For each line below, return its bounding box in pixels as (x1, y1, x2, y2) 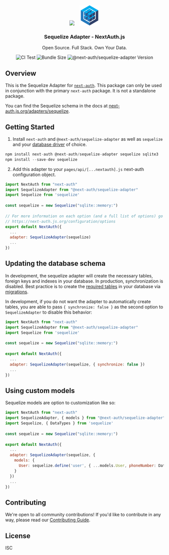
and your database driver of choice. (12, 141, 87, 147)
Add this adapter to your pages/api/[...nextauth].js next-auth (12, 166, 144, 172)
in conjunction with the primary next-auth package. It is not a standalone (5, 88, 156, 94)
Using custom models (5, 386, 75, 395)
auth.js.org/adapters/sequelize (5, 108, 69, 114)
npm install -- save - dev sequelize (5, 157, 78, 162)
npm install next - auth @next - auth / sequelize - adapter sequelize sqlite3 (5, 151, 158, 157)
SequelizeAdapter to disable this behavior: (5, 309, 92, 315)
